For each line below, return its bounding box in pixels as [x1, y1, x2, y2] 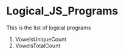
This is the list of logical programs [6, 24, 91, 31]
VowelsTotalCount [15, 42, 61, 49]
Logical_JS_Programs [6, 4, 119, 18]
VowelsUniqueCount [15, 35, 67, 43]
